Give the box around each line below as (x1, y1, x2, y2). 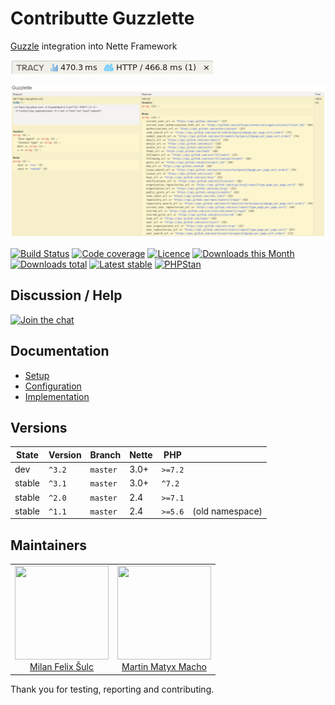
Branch (89, 448, 122, 461)
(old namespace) (192, 505, 263, 517)
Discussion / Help (10, 287, 123, 304)
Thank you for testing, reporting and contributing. (10, 683, 215, 695)
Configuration (24, 380, 82, 392)
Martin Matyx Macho (121, 661, 207, 673)
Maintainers (10, 537, 88, 554)
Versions (10, 420, 68, 437)
